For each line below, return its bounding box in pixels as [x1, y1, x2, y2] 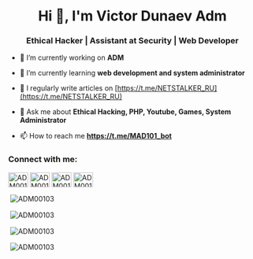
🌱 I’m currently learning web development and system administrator [19, 68, 246, 78]
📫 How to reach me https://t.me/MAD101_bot [19, 131, 172, 141]
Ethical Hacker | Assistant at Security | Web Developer [26, 35, 239, 46]
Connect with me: [8, 154, 78, 165]
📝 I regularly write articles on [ [19, 83, 118, 93]
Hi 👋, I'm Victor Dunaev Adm [38, 7, 227, 25]
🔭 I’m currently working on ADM [19, 53, 125, 62]
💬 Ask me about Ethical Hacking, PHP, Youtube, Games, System [19, 107, 232, 117]
